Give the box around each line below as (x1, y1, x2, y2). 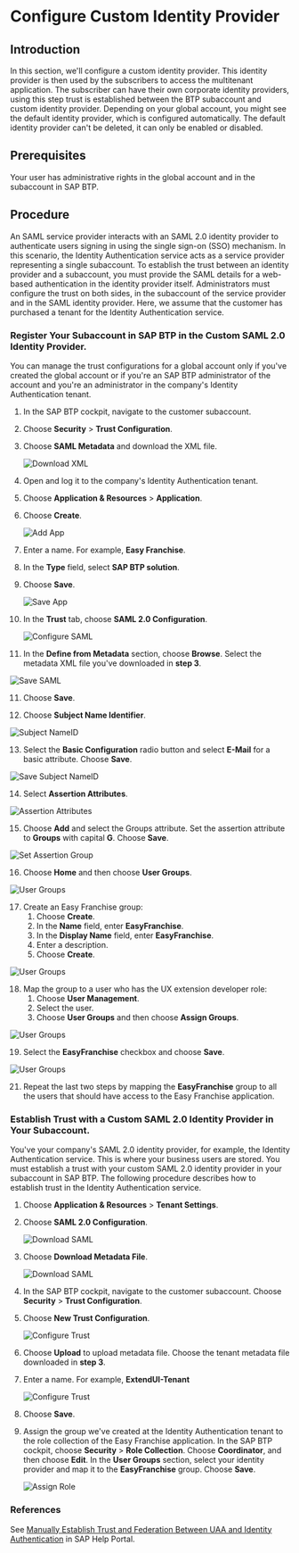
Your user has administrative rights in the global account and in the (10, 171, 256, 182)
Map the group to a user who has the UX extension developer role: (22, 984, 268, 994)
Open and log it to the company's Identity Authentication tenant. (22, 475, 259, 486)
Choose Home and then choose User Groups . (22, 867, 192, 877)
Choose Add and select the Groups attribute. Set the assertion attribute (22, 823, 286, 834)
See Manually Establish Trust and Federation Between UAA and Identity (10, 1524, 272, 1534)
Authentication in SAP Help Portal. (10, 1533, 136, 1544)
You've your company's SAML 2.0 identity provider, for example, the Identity (10, 1144, 290, 1155)
